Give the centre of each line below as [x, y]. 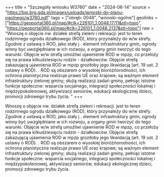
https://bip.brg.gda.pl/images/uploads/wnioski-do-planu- [65, 12]
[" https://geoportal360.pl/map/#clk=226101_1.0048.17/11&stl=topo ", [73, 23]
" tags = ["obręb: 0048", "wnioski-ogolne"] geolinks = [103, 18]
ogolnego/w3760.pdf [27, 18]
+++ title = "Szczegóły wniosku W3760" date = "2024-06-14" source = [78, 7]
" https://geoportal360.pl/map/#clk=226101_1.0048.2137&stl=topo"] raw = [80, 28]
